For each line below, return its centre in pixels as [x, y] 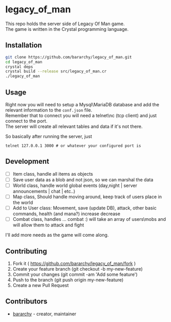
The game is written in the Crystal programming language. [67, 29]
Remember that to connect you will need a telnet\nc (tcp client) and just [81, 115]
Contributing [26, 251]
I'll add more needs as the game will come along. [57, 235]
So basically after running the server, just [49, 136]
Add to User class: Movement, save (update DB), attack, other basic [84, 208]
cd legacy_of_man [24, 62]
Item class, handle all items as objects [53, 174]
